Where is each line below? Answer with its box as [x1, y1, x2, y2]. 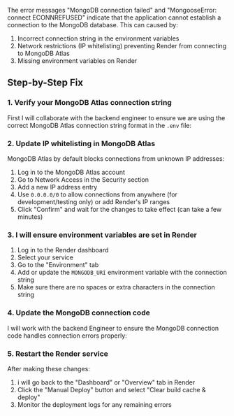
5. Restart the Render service [7, 349, 108, 359]
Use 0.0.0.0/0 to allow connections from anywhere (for [17, 190, 178, 199]
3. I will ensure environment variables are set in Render [7, 230, 198, 240]
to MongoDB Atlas [17, 49, 70, 57]
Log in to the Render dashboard [17, 246, 109, 254]
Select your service [17, 253, 73, 261]
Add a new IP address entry [17, 182, 98, 191]
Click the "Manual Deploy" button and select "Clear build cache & [17, 385, 206, 394]
